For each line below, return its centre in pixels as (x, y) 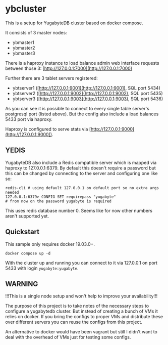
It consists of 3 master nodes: (36, 32)
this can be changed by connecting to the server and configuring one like (81, 173)
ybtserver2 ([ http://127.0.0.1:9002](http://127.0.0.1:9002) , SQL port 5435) (88, 93)
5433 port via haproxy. (29, 119)
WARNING (22, 284)
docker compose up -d (28, 253)
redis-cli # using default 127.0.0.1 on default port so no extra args (82, 188)
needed (12, 192)
